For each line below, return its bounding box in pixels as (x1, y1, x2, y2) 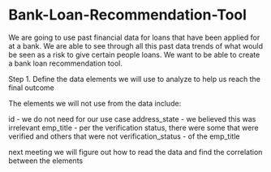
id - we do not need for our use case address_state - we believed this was (8, 114, 256, 123)
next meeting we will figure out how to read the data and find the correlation (8, 147, 263, 157)
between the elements (8, 156, 84, 166)
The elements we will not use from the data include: (8, 98, 182, 108)
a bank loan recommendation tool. (8, 58, 123, 68)
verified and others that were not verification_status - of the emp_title (8, 131, 240, 141)
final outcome (8, 83, 54, 92)
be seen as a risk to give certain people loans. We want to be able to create (8, 49, 260, 59)
